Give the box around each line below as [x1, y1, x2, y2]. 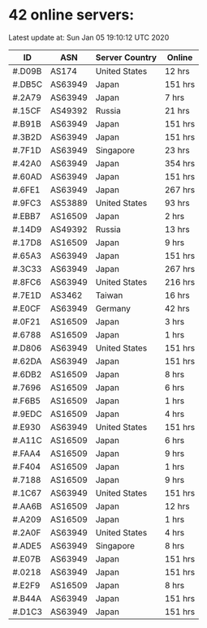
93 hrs [164, 197, 190, 209]
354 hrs [164, 157, 196, 169]
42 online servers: [8, 6, 135, 24]
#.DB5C [12, 79, 43, 90]
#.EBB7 [12, 210, 41, 222]
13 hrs [164, 223, 190, 234]
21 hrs [164, 105, 190, 116]
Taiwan [95, 290, 123, 301]
